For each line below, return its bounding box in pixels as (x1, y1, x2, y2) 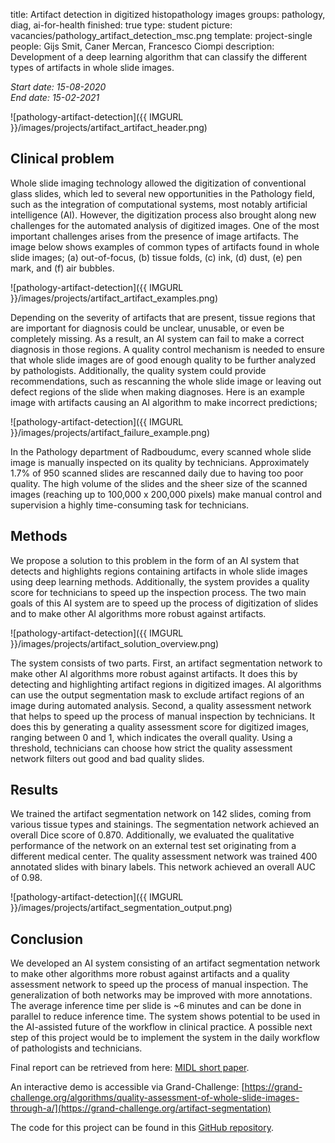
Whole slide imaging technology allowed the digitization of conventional (10, 177, 307, 189)
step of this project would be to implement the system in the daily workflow (10, 1032, 320, 1044)
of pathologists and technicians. (10, 1042, 143, 1054)
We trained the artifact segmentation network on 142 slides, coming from (10, 808, 312, 820)
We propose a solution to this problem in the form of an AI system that (10, 554, 300, 566)
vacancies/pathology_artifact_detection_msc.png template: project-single (10, 30, 313, 41)
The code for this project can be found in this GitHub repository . (10, 1122, 274, 1134)
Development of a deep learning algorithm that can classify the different (10, 51, 308, 63)
